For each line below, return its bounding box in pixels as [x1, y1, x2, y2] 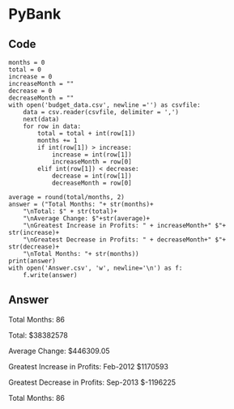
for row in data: [23, 122, 82, 130]
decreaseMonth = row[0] [51, 179, 132, 187]
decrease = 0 [8, 87, 53, 95]
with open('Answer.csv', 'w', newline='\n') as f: [8, 264, 183, 272]
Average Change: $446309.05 [8, 346, 111, 356]
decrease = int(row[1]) [51, 172, 132, 180]
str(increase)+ [8, 228, 60, 236]
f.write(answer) [23, 271, 79, 279]
